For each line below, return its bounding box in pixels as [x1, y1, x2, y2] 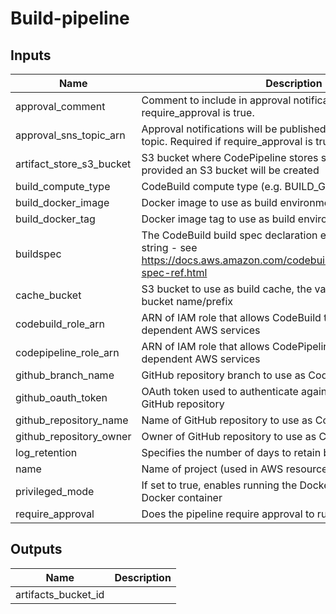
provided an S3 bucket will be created [141, 163, 320, 177]
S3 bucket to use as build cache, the [141, 282, 313, 296]
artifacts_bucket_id [15, 587, 105, 601]
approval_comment [15, 100, 106, 113]
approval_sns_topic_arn [15, 128, 126, 142]
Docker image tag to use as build [141, 212, 296, 226]
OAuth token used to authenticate [141, 385, 299, 398]
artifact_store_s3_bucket [15, 157, 132, 171]
